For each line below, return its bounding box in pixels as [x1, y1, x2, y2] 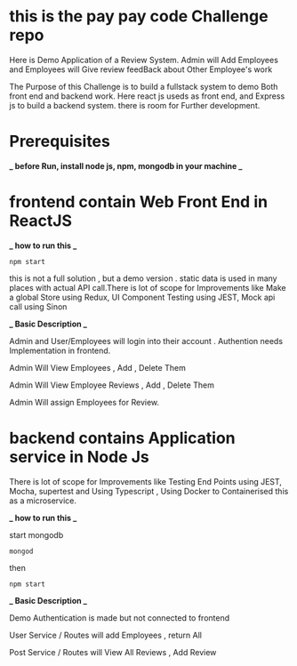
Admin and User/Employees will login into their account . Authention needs [9, 335, 283, 346]
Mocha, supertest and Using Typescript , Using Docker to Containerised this [9, 485, 289, 496]
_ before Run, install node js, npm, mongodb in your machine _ [9, 160, 243, 171]
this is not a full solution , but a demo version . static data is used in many [9, 273, 277, 284]
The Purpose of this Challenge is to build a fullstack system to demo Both [9, 81, 278, 92]
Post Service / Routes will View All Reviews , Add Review [9, 646, 217, 657]
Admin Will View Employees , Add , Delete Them [9, 362, 187, 373]
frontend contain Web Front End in [9, 192, 269, 213]
